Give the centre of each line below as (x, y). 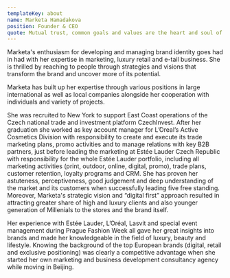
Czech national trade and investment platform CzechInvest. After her (104, 123)
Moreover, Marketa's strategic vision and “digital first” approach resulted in (113, 196)
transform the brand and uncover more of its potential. (84, 74)
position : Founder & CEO (43, 26)
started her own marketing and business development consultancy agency (113, 260)
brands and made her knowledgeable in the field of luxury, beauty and (106, 238)
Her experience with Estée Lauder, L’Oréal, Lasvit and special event (102, 223)
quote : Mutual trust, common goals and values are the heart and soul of (115, 33)
